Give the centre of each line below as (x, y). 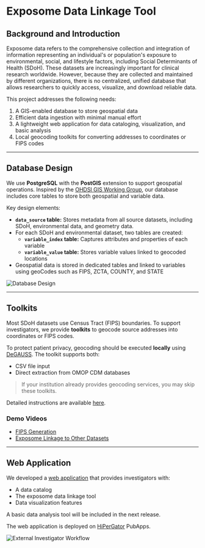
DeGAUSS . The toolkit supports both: (53, 354)
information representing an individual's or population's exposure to (92, 55)
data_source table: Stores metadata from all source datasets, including (104, 219)
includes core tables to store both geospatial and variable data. (86, 196)
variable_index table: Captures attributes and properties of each (106, 239)
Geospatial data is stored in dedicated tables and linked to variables (100, 265)
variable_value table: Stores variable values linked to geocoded (105, 252)
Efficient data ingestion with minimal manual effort (78, 117)
